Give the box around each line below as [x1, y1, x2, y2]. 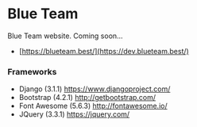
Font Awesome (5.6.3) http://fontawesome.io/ [18, 101, 168, 111]
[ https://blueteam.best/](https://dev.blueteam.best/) [18, 46, 190, 56]
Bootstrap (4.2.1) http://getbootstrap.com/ [18, 93, 156, 102]
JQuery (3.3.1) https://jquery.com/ [18, 110, 130, 119]
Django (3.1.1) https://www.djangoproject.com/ [18, 84, 171, 94]
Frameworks [7, 66, 57, 77]
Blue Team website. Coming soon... [7, 31, 124, 40]
